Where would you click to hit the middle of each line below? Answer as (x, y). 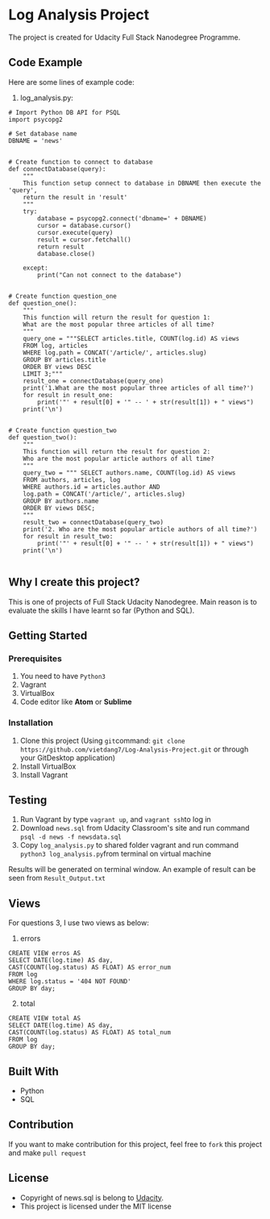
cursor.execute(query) (75, 232)
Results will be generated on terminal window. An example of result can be (132, 869)
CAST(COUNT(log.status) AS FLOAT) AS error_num (90, 968)
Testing (28, 800)
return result (61, 247)
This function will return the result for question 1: (117, 317)
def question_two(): (43, 438)
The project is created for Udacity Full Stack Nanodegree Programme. (125, 37)
